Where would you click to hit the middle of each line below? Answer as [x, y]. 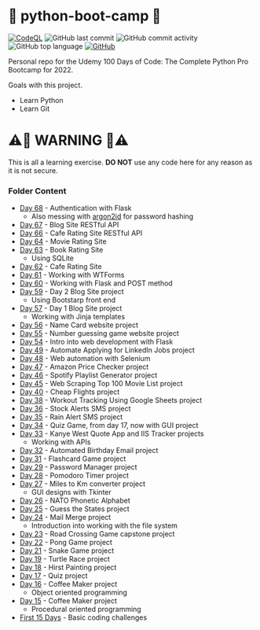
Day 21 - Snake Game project [67, 551]
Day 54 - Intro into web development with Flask [96, 342]
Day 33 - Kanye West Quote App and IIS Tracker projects [112, 434]
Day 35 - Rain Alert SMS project [71, 417]
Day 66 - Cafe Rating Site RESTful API [81, 233]
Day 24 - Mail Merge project [65, 518]
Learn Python [42, 100]
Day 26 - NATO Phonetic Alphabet [75, 501]
